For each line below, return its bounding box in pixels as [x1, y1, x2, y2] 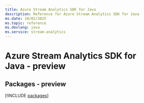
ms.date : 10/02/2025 [5, 16, 47, 21]
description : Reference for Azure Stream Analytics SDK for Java [5, 12, 139, 16]
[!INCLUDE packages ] [5, 93, 49, 98]
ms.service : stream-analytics [5, 29, 66, 34]
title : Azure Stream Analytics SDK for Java [5, 7, 96, 12]
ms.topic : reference [5, 20, 47, 26]
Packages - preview [5, 80, 66, 88]
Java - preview [5, 61, 66, 72]
